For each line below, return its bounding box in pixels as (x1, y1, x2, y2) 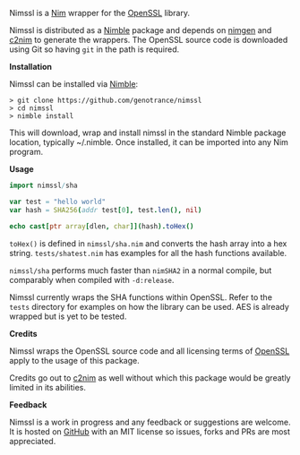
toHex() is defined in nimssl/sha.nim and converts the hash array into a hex (9, 237, 287, 249)
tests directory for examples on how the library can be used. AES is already (9, 301, 289, 312)
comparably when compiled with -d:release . (9, 274, 175, 285)
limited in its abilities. (9, 382, 87, 392)
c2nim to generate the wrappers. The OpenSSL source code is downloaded (9, 35, 288, 45)
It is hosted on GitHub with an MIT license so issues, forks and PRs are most (9, 425, 291, 437)
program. (9, 147, 44, 157)
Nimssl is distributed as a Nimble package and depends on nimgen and (9, 25, 272, 35)
